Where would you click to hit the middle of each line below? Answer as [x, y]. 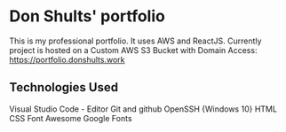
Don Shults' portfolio [87, 16]
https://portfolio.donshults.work [68, 59]
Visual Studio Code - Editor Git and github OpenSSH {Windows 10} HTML [143, 109]
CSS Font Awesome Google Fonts [71, 118]
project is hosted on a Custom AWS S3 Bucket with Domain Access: [133, 50]
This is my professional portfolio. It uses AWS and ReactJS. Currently [135, 41]
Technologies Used [64, 87]
